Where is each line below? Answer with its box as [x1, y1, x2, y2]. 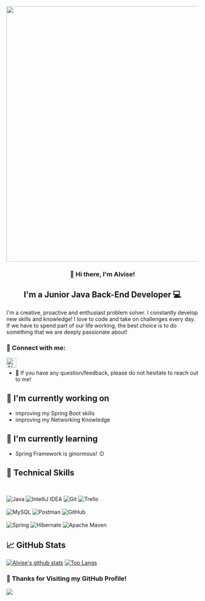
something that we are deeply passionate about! [6, 328, 128, 336]
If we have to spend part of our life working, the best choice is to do [6, 322, 177, 329]
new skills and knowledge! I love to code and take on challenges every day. [6, 315, 196, 323]
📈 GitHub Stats [6, 540, 66, 550]
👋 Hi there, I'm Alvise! [70, 270, 135, 278]
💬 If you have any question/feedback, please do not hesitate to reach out [15, 369, 198, 376]
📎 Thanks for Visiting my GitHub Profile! [6, 574, 127, 583]
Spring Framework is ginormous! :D [15, 450, 105, 457]
